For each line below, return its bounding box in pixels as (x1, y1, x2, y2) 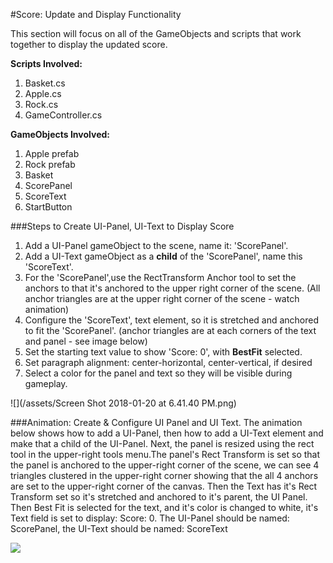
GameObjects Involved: (10, 129, 110, 140)
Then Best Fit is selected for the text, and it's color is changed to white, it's (10, 502, 319, 513)
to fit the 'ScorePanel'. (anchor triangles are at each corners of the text (24, 325, 317, 336)
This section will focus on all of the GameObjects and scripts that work (10, 28, 302, 39)
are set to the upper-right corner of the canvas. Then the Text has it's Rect (10, 480, 318, 492)
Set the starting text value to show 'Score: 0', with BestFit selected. (24, 346, 303, 358)
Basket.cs (24, 77, 66, 89)
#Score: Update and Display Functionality (10, 9, 182, 20)
